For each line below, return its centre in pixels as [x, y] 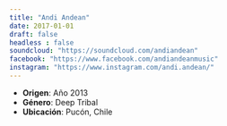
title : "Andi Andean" [50, 17]
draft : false [34, 34]
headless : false [42, 42]
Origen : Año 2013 [55, 92]
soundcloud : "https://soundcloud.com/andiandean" [104, 51]
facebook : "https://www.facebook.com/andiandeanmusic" [114, 59]
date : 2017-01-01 [42, 26]
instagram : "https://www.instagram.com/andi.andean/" [112, 68]
